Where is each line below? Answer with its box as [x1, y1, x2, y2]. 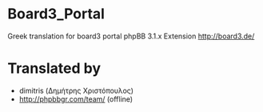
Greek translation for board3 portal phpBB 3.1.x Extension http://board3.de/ [7, 31, 255, 41]
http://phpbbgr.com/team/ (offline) [18, 94, 133, 104]
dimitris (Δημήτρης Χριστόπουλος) [18, 86, 133, 95]
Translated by [7, 59, 102, 78]
